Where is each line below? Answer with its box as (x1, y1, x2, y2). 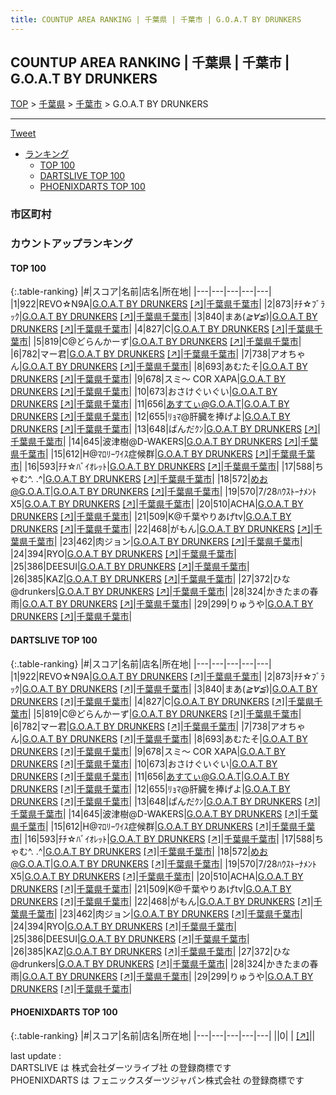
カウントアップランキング (10, 237, 133, 251)
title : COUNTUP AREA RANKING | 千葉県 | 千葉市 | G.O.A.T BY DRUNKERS (10, 14, 302, 25)
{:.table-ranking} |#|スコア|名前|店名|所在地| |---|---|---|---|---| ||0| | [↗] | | (10, 1029, 316, 1041)
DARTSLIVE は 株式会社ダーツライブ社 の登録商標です (10, 1061, 232, 1073)
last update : (10, 1049, 62, 1061)
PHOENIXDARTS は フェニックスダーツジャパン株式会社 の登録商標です (10, 1074, 305, 1086)
